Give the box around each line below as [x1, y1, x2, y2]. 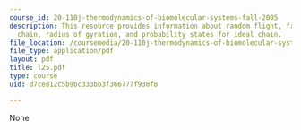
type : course [9, 72, 58, 81]
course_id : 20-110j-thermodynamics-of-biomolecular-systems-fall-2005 [9, 13, 279, 22]
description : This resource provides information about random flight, [9, 22, 282, 30]
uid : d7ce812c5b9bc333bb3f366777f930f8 [9, 80, 159, 89]
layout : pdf [9, 55, 54, 64]
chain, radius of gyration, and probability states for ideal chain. [17, 30, 282, 39]
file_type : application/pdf [9, 47, 115, 56]
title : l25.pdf [9, 64, 66, 73]
